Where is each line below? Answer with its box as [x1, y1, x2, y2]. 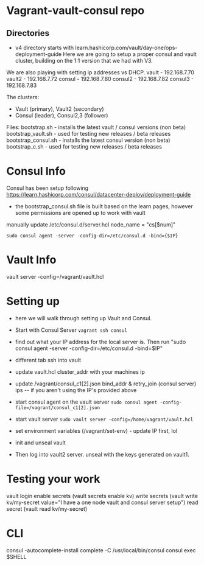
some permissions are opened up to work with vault [15, 209, 146, 216]
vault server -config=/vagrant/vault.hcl [6, 273, 104, 280]
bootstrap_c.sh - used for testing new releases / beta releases [6, 143, 163, 150]
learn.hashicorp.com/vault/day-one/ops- [75, 44, 178, 51]
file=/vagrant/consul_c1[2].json [15, 404, 100, 411]
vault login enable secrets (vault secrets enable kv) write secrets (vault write [6, 492, 198, 499]
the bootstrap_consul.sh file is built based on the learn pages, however [15, 202, 193, 210]
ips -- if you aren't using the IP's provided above [15, 386, 137, 393]
